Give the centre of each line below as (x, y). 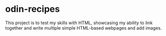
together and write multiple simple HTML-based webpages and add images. (83, 28)
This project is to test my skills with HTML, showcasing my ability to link (79, 23)
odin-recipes (32, 9)
